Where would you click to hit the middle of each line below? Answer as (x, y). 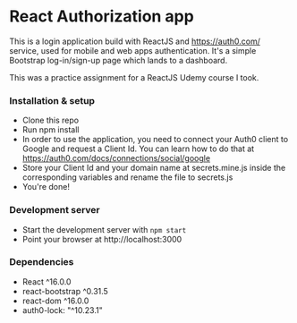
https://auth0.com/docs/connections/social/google (116, 158)
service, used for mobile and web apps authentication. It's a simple (133, 50)
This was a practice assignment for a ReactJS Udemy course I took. (134, 77)
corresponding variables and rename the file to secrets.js (127, 177)
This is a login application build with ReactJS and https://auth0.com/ (135, 41)
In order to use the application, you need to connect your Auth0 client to (155, 140)
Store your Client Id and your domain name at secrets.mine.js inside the (154, 168)
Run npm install (51, 130)
